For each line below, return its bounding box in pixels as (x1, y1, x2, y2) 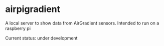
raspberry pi (5, 25, 31, 31)
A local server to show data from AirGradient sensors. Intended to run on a (5, 20, 159, 26)
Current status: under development (5, 35, 78, 41)
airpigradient (5, 3, 61, 15)
